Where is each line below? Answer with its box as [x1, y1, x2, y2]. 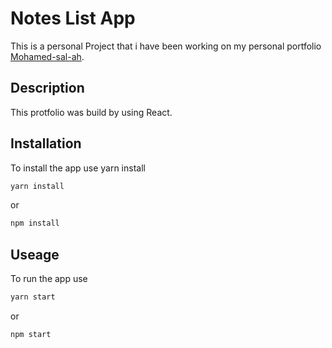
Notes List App [10, 7, 136, 30]
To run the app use [10, 273, 88, 285]
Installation [10, 135, 82, 152]
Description [10, 80, 85, 97]
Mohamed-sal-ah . [10, 50, 85, 62]
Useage [10, 246, 60, 263]
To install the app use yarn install [10, 162, 146, 174]
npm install [10, 218, 60, 229]
